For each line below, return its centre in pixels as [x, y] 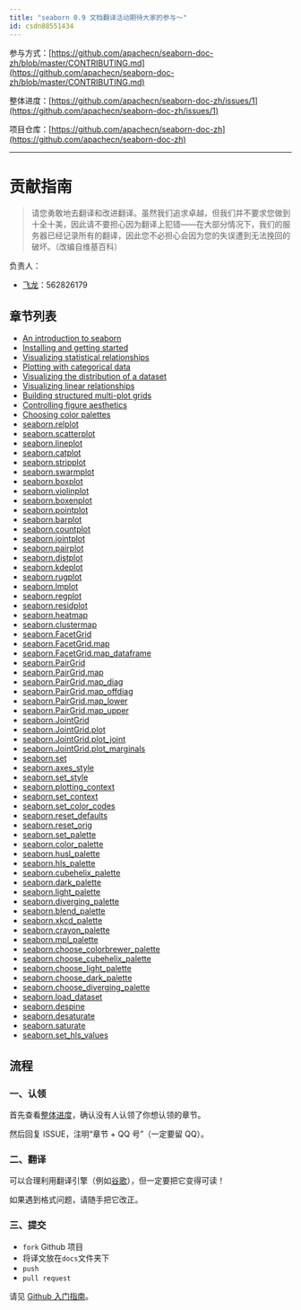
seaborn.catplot [52, 453]
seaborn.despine [53, 1006]
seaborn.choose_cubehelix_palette [87, 959]
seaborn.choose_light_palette [77, 969]
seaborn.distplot [52, 558]
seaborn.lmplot [50, 587]
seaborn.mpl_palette [60, 940]
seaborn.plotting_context [68, 787]
